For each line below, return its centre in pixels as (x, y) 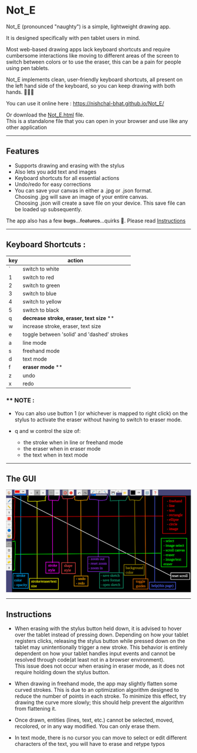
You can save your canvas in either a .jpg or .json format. (83, 190)
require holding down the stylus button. (62, 672)
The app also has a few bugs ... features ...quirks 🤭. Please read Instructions (96, 221)
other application (27, 127)
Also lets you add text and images (55, 172)
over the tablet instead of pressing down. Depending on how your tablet (101, 635)
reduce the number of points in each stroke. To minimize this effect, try (100, 696)
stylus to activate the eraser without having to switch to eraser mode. (98, 419)
